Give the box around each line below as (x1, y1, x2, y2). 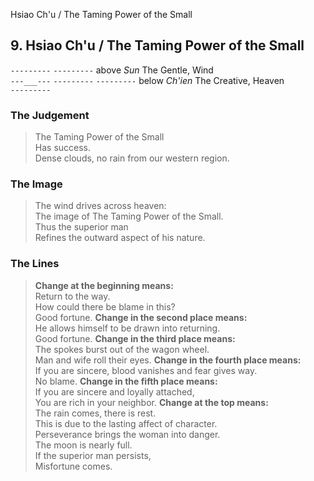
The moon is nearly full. (34, 439, 133, 451)
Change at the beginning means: (34, 279, 174, 291)
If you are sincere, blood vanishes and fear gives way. (34, 364, 258, 376)
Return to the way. (34, 290, 111, 302)
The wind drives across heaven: (34, 200, 167, 212)
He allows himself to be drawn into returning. (34, 322, 221, 334)
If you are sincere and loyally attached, (34, 385, 195, 398)
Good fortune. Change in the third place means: (34, 332, 236, 344)
